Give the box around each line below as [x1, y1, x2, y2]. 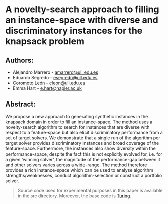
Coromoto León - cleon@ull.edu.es [12, 80, 86, 86]
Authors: [5, 56, 34, 64]
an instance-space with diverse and [5, 14, 158, 26]
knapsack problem [5, 36, 85, 47]
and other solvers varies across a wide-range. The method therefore [5, 162, 147, 168]
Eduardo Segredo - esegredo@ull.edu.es [12, 75, 98, 80]
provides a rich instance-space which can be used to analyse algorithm [5, 167, 153, 173]
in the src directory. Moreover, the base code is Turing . [17, 193, 132, 199]
